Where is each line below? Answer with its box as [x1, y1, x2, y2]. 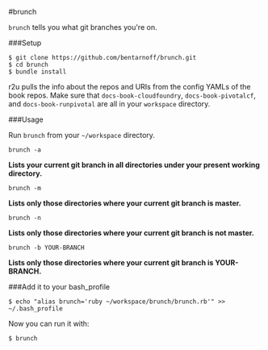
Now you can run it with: [8, 319, 90, 328]
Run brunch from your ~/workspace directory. [8, 131, 156, 140]
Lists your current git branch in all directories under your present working [8, 160, 261, 169]
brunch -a [8, 146, 42, 154]
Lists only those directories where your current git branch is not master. [8, 228, 254, 237]
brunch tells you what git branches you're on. [8, 23, 157, 31]
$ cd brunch [8, 60, 48, 69]
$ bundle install [8, 68, 67, 76]
